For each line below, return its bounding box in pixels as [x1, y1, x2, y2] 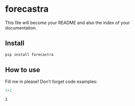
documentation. [5, 25, 37, 30]
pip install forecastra [5, 52, 54, 57]
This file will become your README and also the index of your [5, 20, 130, 26]
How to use [5, 66, 40, 74]
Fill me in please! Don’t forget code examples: [5, 79, 98, 84]
